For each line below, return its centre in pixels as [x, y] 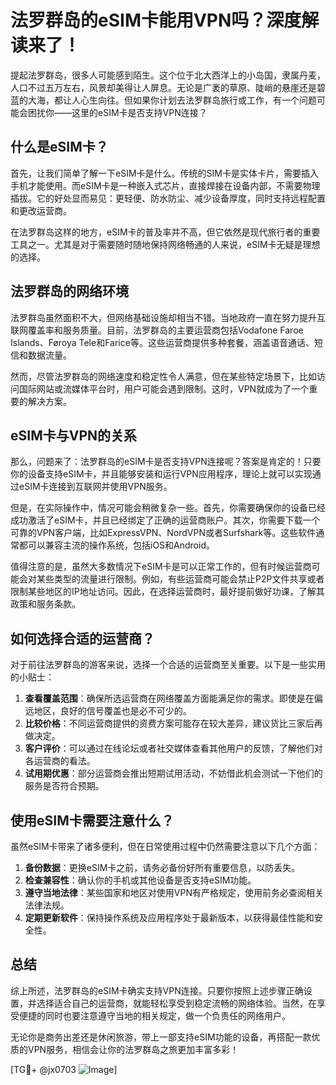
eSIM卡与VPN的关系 [74, 435]
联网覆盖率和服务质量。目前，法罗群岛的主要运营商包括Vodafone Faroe [157, 330]
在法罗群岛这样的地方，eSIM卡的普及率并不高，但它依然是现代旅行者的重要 [165, 232]
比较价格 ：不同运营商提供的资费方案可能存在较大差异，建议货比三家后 [169, 723]
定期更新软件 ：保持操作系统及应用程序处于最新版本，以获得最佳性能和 [169, 917]
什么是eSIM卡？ [59, 147]
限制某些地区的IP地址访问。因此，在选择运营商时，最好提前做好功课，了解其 [167, 592]
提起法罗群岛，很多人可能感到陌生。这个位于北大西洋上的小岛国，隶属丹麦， [168, 75]
